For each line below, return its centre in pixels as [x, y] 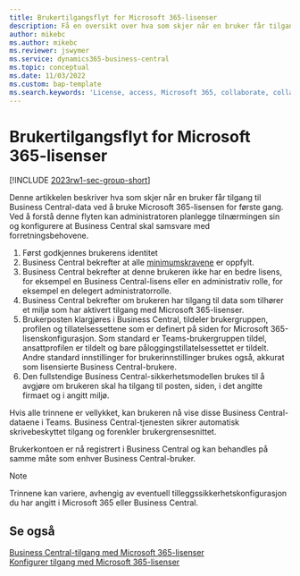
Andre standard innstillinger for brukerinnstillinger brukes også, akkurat [153, 358]
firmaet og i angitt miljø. [66, 395]
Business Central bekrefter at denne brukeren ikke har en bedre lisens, [152, 272]
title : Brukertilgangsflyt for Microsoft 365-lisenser [113, 17]
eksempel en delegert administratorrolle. [97, 291]
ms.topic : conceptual [50, 68]
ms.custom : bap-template [55, 84]
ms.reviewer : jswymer [50, 51]
